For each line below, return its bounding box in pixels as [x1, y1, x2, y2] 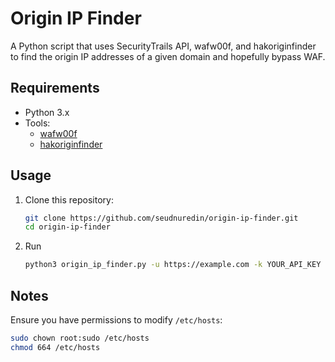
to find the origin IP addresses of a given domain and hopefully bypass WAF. [10, 50, 326, 62]
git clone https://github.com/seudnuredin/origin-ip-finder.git [24, 213, 299, 223]
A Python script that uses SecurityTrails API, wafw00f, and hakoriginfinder [10, 40, 317, 52]
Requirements [10, 80, 100, 97]
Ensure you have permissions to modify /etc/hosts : [10, 314, 223, 326]
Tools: [24, 117, 51, 129]
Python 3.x [24, 106, 70, 118]
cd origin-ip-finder [24, 222, 111, 232]
